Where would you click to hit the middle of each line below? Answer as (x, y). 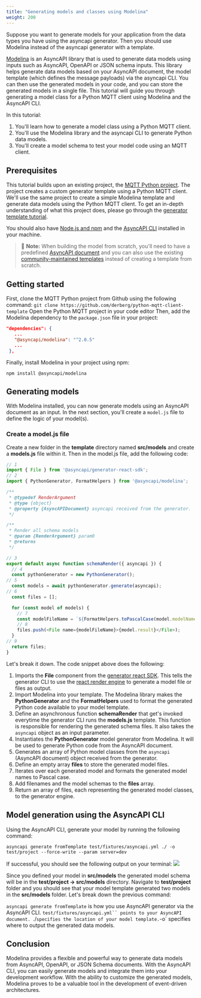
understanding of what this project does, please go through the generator (97, 211)
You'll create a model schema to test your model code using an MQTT (101, 145)
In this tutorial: (24, 115)
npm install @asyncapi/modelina (46, 373)
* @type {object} (30, 503)
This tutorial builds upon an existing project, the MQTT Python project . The (98, 185)
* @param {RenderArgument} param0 (52, 536)
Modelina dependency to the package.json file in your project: (82, 318)
